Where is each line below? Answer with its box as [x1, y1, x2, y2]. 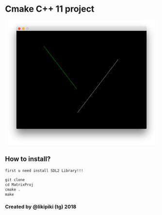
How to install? [5, 155, 51, 163]
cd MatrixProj [5, 182, 34, 187]
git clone [5, 177, 25, 182]
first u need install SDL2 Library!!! [5, 168, 83, 174]
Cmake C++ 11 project [5, 3, 95, 15]
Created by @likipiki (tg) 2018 [5, 203, 77, 210]
